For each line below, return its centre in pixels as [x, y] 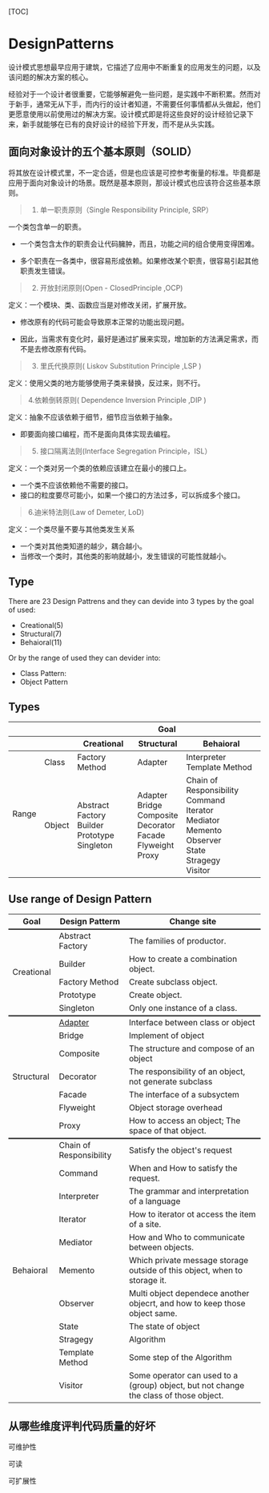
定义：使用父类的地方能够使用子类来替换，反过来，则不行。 [106, 383]
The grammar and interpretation [189, 1191]
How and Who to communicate [187, 1237]
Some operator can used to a [183, 1375]
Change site [193, 922]
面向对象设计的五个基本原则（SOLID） [103, 152]
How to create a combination [183, 959]
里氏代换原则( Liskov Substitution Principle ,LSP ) [120, 366]
